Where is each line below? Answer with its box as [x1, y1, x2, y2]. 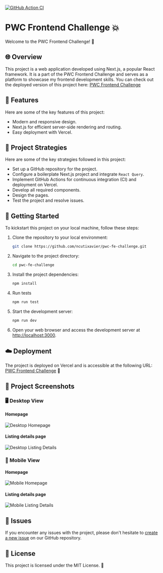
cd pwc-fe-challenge [12, 263, 54, 267]
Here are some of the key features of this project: [5, 109, 105, 115]
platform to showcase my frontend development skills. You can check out [5, 76, 154, 82]
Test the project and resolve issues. [12, 197, 84, 203]
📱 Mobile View [5, 457, 40, 464]
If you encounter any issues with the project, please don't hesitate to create [5, 530, 158, 535]
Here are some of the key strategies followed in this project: [5, 156, 126, 162]
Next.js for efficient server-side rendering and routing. [12, 124, 122, 130]
